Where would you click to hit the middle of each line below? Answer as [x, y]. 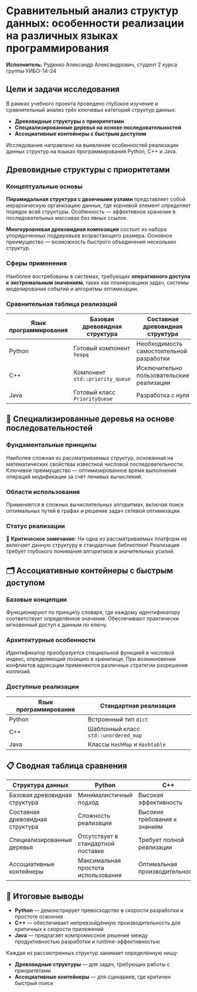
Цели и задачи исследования [63, 89]
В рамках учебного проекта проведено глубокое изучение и [82, 103]
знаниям [150, 827]
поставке [91, 851]
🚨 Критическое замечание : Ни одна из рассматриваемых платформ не [97, 539]
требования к [157, 820]
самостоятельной [162, 351]
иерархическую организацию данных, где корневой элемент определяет [98, 206]
